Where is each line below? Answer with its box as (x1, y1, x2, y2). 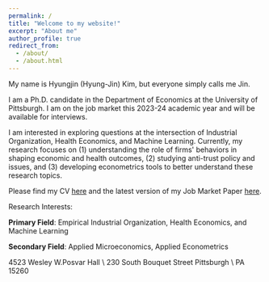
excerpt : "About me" (8, 27, 78, 35)
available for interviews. (8, 112, 88, 121)
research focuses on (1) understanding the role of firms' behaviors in (8, 145, 237, 154)
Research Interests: (8, 201, 73, 211)
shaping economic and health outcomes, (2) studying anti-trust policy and (8, 153, 256, 162)
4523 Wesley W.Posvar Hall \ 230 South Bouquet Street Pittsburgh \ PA (8, 257, 245, 267)
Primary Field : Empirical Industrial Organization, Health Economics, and (8, 217, 247, 227)
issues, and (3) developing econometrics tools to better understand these (8, 162, 254, 171)
